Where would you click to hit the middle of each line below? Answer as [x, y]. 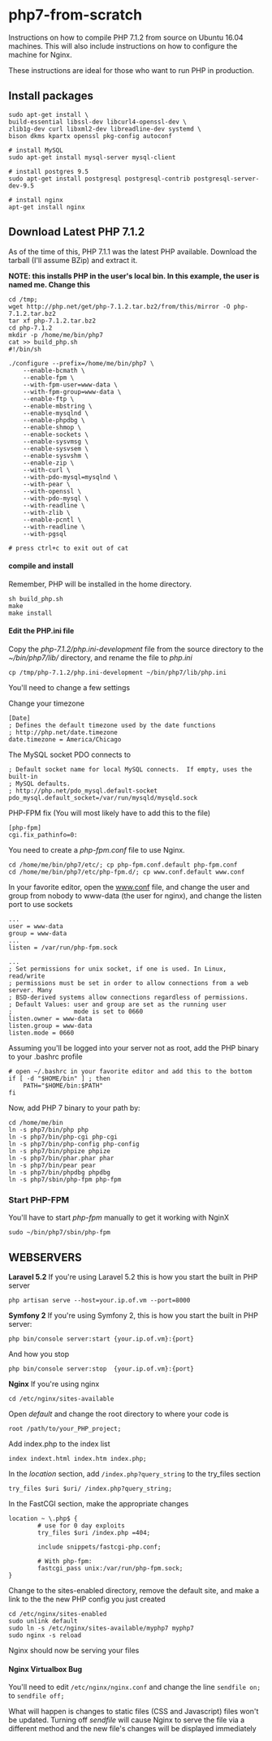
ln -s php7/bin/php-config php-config [74, 1144]
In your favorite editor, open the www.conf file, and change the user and [129, 887]
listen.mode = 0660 [41, 1033]
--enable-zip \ [49, 463]
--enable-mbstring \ [58, 406]
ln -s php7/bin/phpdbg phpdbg [60, 1172]
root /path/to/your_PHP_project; [65, 1429]
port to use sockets [41, 904]
